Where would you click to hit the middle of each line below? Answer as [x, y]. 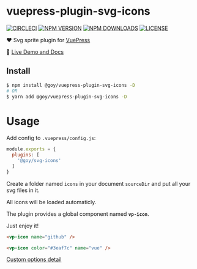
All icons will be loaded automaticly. [51, 202]
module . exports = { [31, 149]
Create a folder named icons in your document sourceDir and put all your [98, 183]
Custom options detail [34, 260]
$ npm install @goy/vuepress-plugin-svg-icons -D [71, 85]
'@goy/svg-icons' [39, 161]
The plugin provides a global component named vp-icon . [78, 214]
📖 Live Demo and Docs [35, 52]
